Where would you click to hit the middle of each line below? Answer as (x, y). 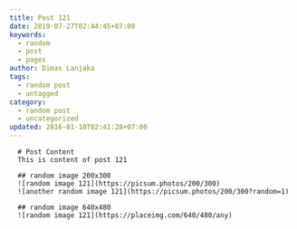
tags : (19, 77)
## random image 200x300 (64, 176)
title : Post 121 (40, 18)
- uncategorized (48, 119)
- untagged (38, 93)
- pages (32, 60)
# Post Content (46, 152)
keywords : (28, 34)
